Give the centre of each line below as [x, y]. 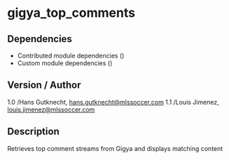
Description [33, 132]
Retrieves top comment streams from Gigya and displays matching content [115, 148]
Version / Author [44, 85]
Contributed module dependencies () [71, 55]
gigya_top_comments [71, 13]
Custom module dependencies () [65, 63]
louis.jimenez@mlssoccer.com [51, 109]
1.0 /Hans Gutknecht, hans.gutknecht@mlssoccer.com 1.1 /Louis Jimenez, [113, 102]
